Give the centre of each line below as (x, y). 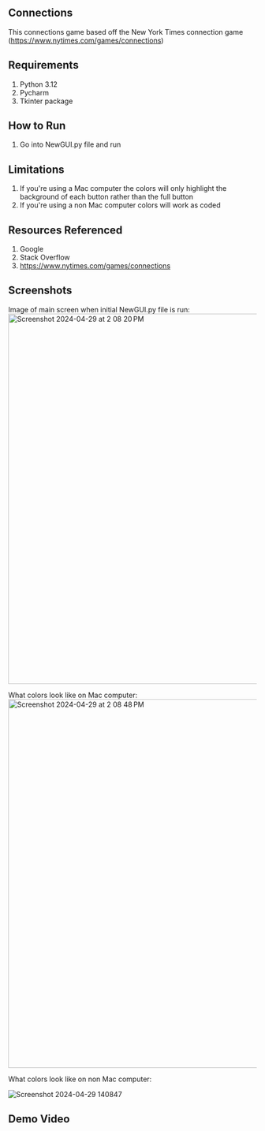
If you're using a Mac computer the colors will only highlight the (123, 188)
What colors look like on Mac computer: (73, 695)
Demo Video (39, 1119)
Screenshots (40, 291)
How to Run (37, 126)
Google (32, 249)
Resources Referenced (65, 230)
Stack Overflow (45, 258)
